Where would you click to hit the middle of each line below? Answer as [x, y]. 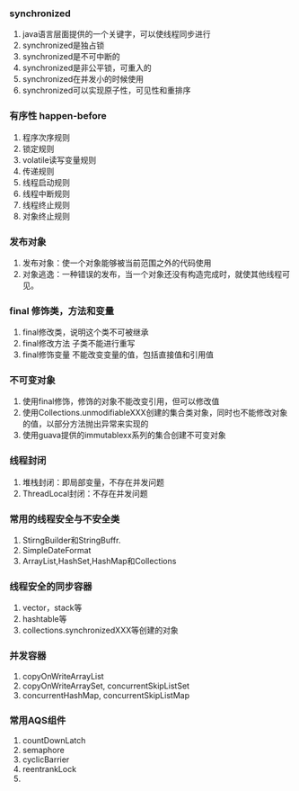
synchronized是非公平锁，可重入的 [87, 68]
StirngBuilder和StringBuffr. [71, 540]
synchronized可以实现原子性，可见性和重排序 [106, 90]
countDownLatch [54, 740]
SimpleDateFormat [57, 551]
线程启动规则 [46, 182]
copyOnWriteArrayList [63, 676]
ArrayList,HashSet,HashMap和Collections [99, 562]
